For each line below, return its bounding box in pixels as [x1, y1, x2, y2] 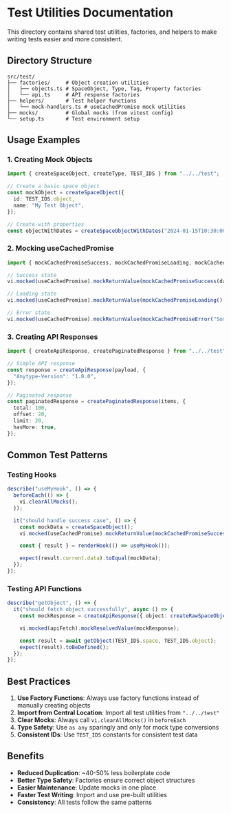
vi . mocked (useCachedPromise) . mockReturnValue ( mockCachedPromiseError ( [7, 316, 214, 322]
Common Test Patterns [7, 449, 108, 461]
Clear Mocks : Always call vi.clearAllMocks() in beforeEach [16, 716, 186, 724]
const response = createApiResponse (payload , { [7, 367, 146, 373]
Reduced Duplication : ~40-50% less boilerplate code [16, 768, 170, 776]
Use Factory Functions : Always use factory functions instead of [16, 694, 199, 702]
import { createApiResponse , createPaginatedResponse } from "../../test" [7, 348, 226, 355]
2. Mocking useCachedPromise [7, 243, 115, 253]
